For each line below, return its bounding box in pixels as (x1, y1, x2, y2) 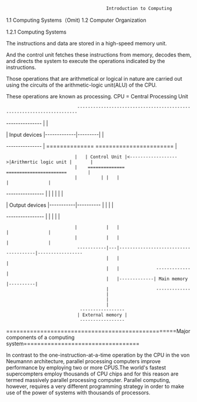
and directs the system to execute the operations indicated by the (6, 58, 165, 64)
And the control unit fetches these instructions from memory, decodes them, (6, 51, 192, 58)
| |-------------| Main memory (106, 276, 188, 282)
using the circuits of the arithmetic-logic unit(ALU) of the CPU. (6, 81, 157, 88)
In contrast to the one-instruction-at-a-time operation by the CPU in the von (6, 351, 190, 358)
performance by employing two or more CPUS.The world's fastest (6, 364, 166, 371)
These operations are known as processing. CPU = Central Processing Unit (6, 93, 188, 100)
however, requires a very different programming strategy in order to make (6, 383, 184, 390)
